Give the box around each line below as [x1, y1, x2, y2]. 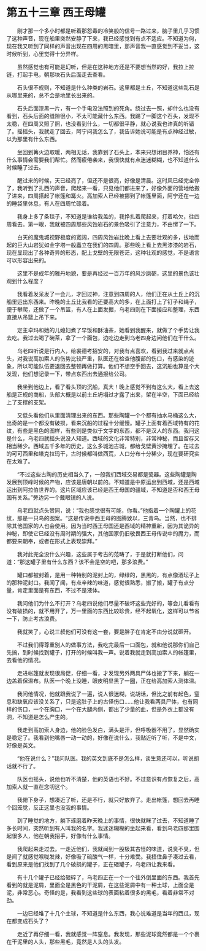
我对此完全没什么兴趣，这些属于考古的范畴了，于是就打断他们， [17, 550, 178, 557]
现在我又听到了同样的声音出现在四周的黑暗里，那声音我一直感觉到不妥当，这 [6, 42, 200, 50]
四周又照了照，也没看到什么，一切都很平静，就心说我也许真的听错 [27, 120, 194, 127]
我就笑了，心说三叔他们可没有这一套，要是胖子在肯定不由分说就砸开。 [17, 627, 194, 635]
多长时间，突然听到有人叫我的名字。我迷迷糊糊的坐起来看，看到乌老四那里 [6, 824, 194, 832]
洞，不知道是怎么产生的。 [6, 713, 71, 720]
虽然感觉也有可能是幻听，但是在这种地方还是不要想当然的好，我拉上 [17, 63, 189, 71]
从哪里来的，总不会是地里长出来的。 [6, 91, 98, 99]
